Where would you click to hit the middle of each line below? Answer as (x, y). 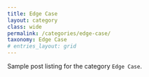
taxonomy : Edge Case (37, 40)
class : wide (24, 27)
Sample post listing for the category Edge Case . (74, 66)
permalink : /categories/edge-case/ (59, 33)
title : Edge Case (33, 14)
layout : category (33, 20)
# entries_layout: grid (42, 46)
